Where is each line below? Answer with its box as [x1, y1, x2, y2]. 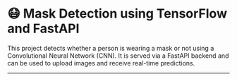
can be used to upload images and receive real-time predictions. [7, 58, 195, 67]
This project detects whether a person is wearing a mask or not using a [7, 44, 214, 52]
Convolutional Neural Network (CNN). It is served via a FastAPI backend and [7, 51, 229, 60]
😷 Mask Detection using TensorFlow [7, 6, 228, 22]
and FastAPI [7, 20, 80, 37]
